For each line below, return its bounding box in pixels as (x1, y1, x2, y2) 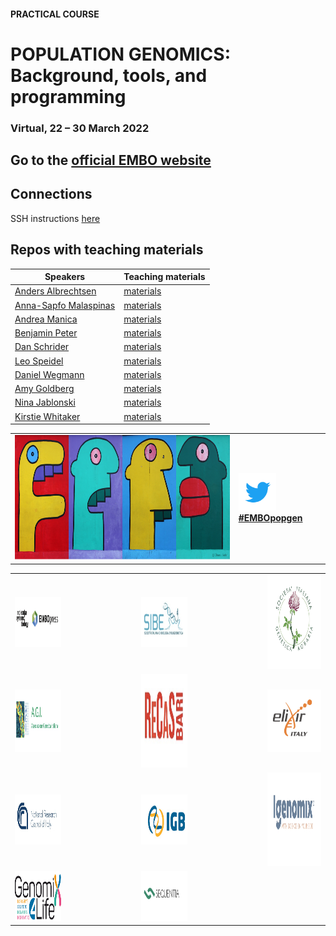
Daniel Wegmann (14, 368, 85, 380)
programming (10, 85, 127, 108)
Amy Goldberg (14, 383, 75, 395)
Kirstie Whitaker (14, 410, 81, 422)
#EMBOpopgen (238, 512, 303, 524)
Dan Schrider (14, 341, 70, 353)
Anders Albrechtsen (14, 285, 97, 297)
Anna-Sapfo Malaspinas (14, 299, 116, 311)
